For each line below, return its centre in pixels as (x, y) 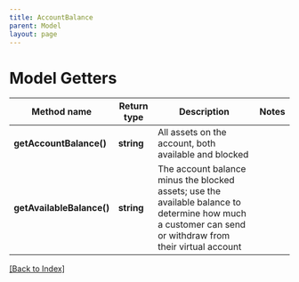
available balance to (199, 203)
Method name (61, 112)
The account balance (202, 169)
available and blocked (203, 155)
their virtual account (199, 247)
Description (204, 112)
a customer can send (202, 225)
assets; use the (189, 191)
